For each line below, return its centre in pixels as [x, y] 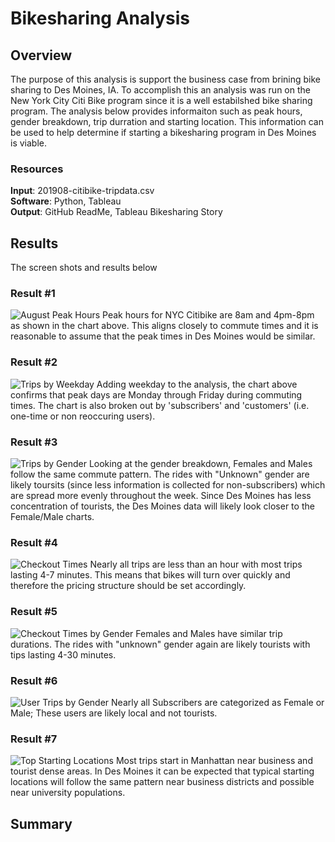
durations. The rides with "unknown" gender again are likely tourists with [160, 644]
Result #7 [34, 739]
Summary [41, 823]
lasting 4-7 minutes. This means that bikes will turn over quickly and [150, 575]
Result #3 [34, 442]
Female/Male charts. [52, 516]
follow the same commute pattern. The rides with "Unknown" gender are [160, 474]
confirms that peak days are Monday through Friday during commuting [156, 394]
